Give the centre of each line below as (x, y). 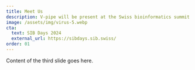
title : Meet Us (25, 11)
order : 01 (18, 44)
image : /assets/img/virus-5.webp (47, 22)
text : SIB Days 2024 (36, 33)
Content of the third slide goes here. (50, 60)
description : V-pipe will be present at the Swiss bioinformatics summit (98, 17)
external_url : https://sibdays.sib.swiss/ (64, 38)
